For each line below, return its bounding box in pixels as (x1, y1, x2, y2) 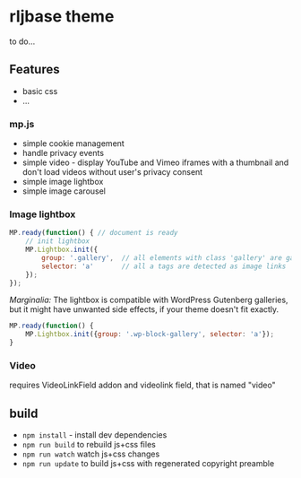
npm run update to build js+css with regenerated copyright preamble (21, 458, 275, 469)
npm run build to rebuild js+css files (21, 439, 157, 450)
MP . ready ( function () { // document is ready (9, 229, 178, 238)
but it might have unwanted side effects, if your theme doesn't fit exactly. (9, 304, 279, 315)
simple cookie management (21, 138, 125, 149)
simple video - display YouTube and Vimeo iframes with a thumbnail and (21, 157, 289, 168)
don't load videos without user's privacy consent (21, 167, 203, 178)
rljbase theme (9, 6, 115, 27)
